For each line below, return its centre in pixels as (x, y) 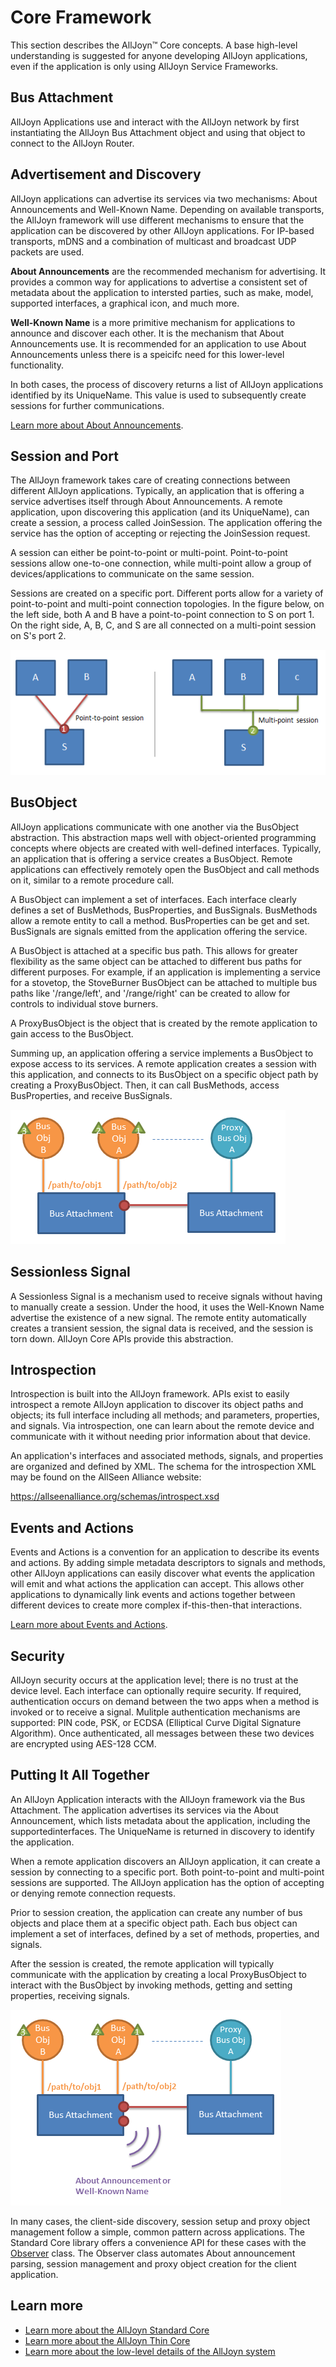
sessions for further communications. (87, 405)
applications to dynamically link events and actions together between (153, 1595)
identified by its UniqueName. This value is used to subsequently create (158, 395)
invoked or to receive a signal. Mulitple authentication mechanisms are (155, 1712)
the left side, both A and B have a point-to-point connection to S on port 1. (162, 615)
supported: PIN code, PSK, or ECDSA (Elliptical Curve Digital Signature (156, 1723)
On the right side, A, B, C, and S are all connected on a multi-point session (163, 625)
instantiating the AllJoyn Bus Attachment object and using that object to (158, 132)
